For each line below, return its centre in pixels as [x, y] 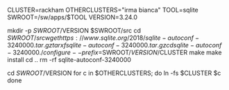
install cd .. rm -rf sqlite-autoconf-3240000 [69, 60]
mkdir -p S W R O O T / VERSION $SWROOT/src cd [74, 31]
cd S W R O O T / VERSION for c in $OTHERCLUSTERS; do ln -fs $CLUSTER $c [114, 73]
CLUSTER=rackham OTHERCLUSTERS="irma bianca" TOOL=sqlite [103, 10]
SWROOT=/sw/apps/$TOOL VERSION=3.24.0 [72, 17]
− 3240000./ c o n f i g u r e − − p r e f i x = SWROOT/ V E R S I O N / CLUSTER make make [114, 52]
